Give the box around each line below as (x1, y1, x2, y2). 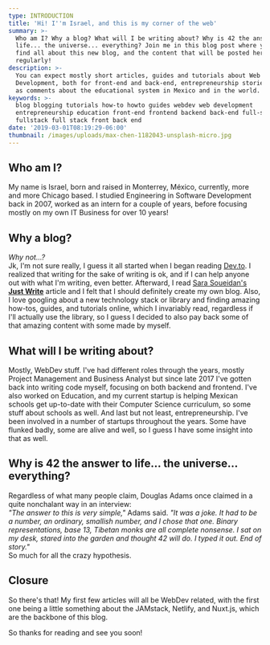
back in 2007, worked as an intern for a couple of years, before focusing (8, 199, 247, 209)
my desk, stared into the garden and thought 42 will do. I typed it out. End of (8, 533, 263, 543)
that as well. (8, 434, 48, 443)
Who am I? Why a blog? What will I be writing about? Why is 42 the (15, 34, 250, 43)
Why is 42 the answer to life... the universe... (8, 457, 239, 471)
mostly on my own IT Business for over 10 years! (8, 208, 169, 218)
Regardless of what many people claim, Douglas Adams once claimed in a (8, 491, 253, 500)
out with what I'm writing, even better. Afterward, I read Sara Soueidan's (8, 278, 247, 288)
